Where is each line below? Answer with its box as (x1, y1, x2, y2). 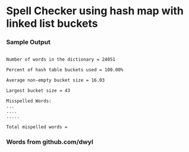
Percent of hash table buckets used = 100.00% (6, 67, 124, 73)
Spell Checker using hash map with (6, 4, 184, 18)
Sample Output (6, 38, 51, 46)
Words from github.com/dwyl (6, 138, 93, 146)
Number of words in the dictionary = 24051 (6, 56, 116, 63)
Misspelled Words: (6, 98, 52, 104)
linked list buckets (6, 17, 98, 30)
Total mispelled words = (6, 124, 68, 130)
